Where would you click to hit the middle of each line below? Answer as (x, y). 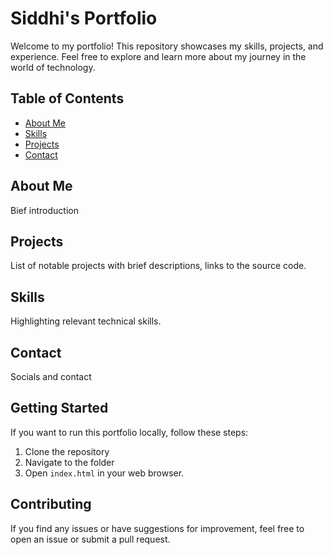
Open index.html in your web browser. (104, 473)
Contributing (51, 504)
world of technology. (53, 67)
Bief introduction (44, 210)
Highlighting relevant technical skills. (86, 321)
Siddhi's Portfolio (84, 18)
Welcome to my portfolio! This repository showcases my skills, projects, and (167, 46)
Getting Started (59, 408)
